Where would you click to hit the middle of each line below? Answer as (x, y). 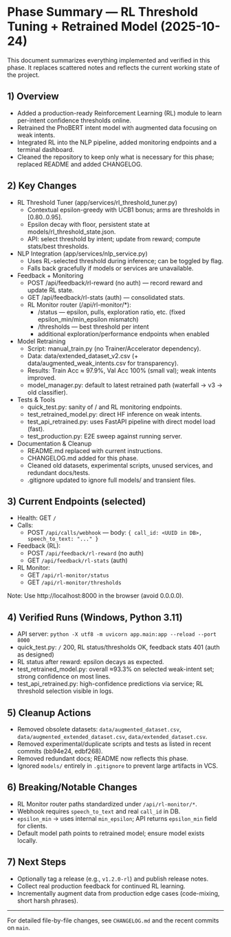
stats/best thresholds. (58, 246)
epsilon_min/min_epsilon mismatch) (88, 319)
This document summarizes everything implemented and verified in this (109, 60)
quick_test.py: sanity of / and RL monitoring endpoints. (104, 407)
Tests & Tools (36, 399)
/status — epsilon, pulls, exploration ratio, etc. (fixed (111, 312)
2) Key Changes (42, 186)
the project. (23, 75)
